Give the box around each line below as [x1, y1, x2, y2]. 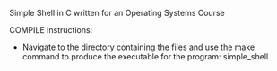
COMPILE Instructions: [9, 25, 93, 35]
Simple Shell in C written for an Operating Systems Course [9, 8, 226, 18]
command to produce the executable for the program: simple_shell [22, 51, 269, 61]
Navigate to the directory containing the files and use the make [22, 42, 255, 52]
